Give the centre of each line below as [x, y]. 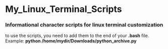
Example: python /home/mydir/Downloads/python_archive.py [71, 41]
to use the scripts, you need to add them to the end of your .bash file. [77, 35]
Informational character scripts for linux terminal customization [84, 25]
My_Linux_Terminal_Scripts [63, 9]
